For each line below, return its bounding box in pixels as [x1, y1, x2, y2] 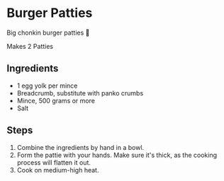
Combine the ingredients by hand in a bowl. [16, 143, 145, 151]
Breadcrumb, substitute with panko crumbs [16, 88, 144, 97]
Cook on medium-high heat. [16, 165, 99, 174]
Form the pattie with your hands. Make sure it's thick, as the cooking [16, 151, 218, 159]
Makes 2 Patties [6, 42, 54, 50]
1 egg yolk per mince [16, 81, 78, 90]
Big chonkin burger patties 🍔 [6, 28, 90, 37]
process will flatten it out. [16, 158, 91, 167]
